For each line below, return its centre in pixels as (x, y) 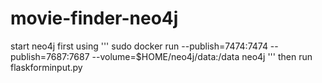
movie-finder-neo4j (94, 18)
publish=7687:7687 (50, 56)
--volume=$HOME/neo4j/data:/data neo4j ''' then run (202, 56)
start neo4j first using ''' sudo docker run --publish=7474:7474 (139, 46)
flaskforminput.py (46, 67)
